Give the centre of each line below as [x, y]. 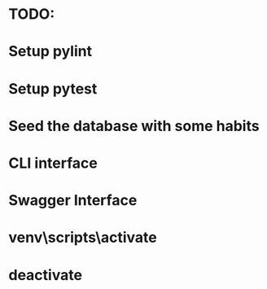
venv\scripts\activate [83, 238]
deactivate [46, 275]
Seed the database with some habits [134, 126]
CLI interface [53, 163]
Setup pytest [53, 88]
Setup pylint [50, 52]
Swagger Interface [73, 201]
